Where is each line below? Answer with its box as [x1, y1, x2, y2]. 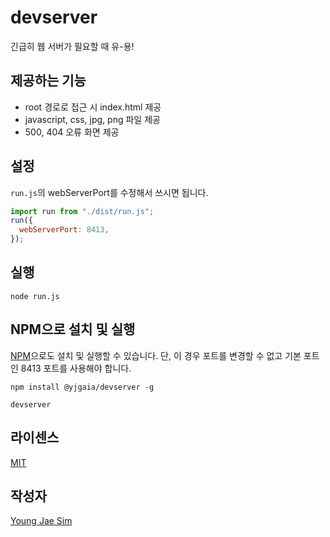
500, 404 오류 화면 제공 [24, 126, 120, 138]
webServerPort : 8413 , [19, 225, 110, 235]
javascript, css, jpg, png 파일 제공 [24, 113, 161, 125]
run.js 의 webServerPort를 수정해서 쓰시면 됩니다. [10, 186, 209, 198]
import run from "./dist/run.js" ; [10, 206, 155, 216]
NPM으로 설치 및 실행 [10, 321, 136, 338]
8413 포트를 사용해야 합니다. [20, 362, 132, 374]
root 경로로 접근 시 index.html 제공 [24, 101, 162, 113]
